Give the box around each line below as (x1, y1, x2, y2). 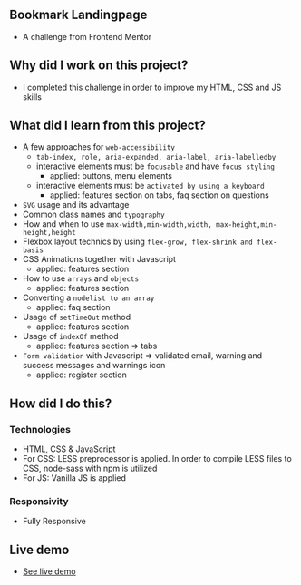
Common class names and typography (22, 209, 165, 220)
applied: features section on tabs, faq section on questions (49, 190, 269, 200)
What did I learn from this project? (9, 118, 206, 133)
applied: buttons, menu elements (49, 171, 172, 181)
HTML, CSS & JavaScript (22, 444, 116, 454)
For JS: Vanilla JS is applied (22, 473, 127, 483)
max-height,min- (216, 220, 277, 229)
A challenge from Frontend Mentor (22, 31, 152, 42)
